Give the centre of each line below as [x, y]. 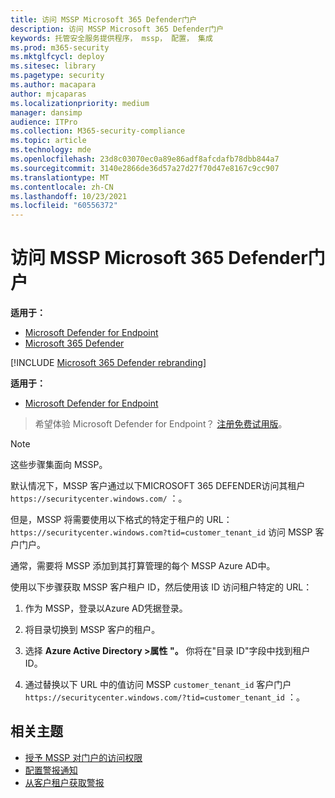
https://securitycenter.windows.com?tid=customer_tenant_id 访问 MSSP [161, 532]
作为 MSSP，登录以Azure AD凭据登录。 [106, 608]
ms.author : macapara [53, 85]
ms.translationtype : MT [60, 177]
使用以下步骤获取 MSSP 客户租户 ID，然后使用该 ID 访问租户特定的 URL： [161, 587]
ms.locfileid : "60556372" [64, 206]
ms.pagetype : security [57, 76]
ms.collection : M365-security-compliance [98, 131]
